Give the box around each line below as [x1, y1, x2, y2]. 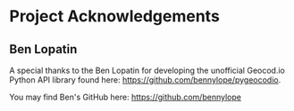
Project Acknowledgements [9, 6, 221, 27]
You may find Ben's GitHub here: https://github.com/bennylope [9, 91, 241, 102]
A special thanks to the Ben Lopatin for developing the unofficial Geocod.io [9, 65, 286, 75]
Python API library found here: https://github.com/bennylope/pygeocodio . [9, 75, 281, 85]
